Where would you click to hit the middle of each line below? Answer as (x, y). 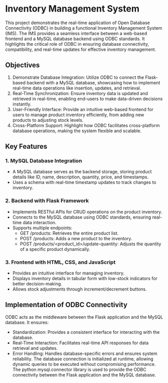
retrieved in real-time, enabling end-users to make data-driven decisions (88, 99)
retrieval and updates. (35, 348)
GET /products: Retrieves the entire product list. (69, 233)
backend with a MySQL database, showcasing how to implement (94, 82)
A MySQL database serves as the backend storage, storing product (82, 172)
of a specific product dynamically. (55, 249)
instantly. (22, 104)
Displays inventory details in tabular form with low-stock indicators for (85, 278)
